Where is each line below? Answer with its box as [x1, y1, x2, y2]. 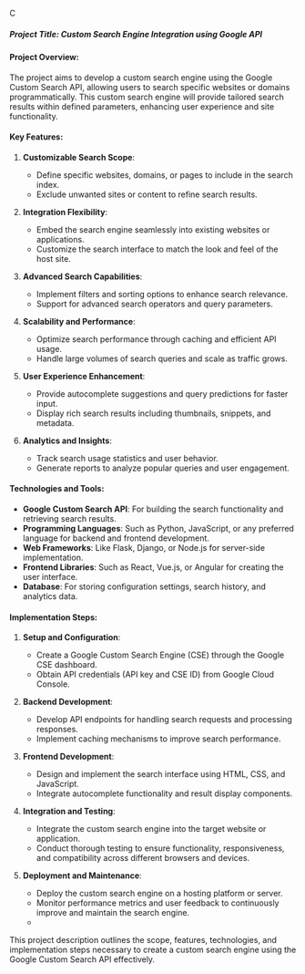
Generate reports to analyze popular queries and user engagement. [36, 462, 290, 473]
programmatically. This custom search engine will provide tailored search [9, 91, 284, 102]
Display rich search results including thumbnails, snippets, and [36, 408, 271, 419]
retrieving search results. [22, 513, 117, 523]
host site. [36, 253, 71, 264]
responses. [36, 724, 79, 735]
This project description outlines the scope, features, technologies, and [9, 935, 278, 946]
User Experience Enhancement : [22, 370, 146, 381]
